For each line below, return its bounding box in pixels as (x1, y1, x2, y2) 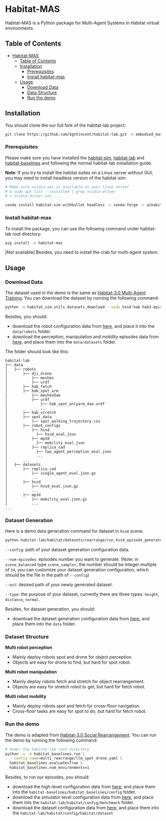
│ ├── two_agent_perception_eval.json (5, 449, 112, 454)
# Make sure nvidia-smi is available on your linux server (5, 184, 129, 189)
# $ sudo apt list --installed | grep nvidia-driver (5, 189, 116, 194)
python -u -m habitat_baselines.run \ (5, 751, 85, 756)
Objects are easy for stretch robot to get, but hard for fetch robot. (12, 684, 146, 690)
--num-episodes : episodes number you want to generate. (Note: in (5, 556, 139, 563)
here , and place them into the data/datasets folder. (12, 339, 117, 345)
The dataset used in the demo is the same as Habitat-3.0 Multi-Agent (5, 290, 146, 296)
